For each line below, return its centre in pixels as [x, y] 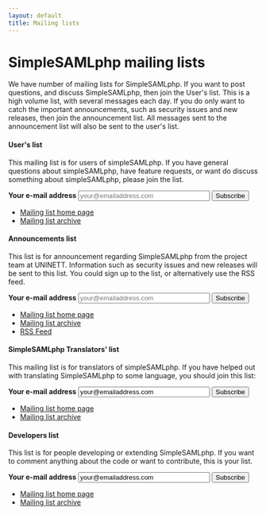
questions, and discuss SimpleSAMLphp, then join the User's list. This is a [129, 93]
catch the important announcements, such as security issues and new [123, 110]
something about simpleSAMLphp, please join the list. [96, 179]
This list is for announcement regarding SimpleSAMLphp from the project [128, 256]
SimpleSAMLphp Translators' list [64, 350]
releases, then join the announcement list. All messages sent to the [118, 118]
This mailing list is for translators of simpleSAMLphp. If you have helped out [132, 367]
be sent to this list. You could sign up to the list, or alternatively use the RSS [132, 273]
